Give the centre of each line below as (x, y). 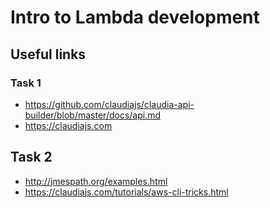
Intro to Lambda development (135, 17)
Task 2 (31, 157)
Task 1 (26, 83)
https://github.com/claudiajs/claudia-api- (109, 104)
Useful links (48, 54)
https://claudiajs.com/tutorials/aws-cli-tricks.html (126, 192)
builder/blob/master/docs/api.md (93, 115)
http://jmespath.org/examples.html (96, 181)
